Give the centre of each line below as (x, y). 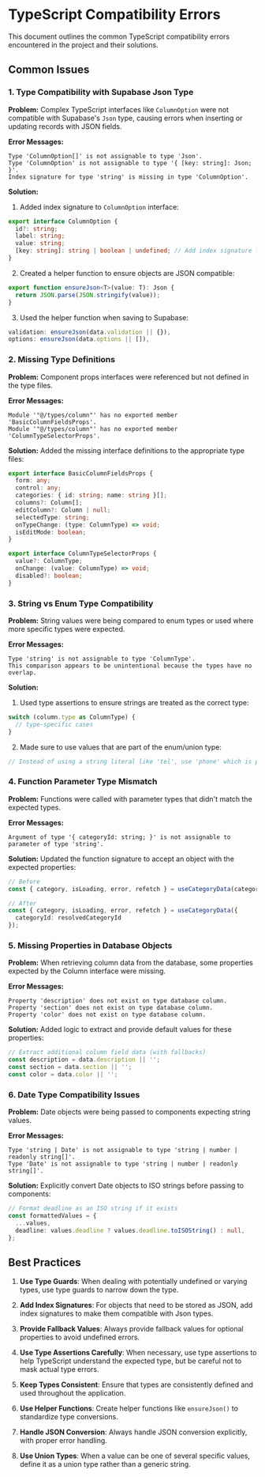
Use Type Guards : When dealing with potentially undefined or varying (133, 1282)
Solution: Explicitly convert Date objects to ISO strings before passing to (126, 1186)
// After (22, 903)
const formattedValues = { (52, 1215)
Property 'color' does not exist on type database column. (107, 1015)
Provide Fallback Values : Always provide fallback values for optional (131, 1329)
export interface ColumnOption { (63, 221)
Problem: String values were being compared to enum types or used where (131, 620)
